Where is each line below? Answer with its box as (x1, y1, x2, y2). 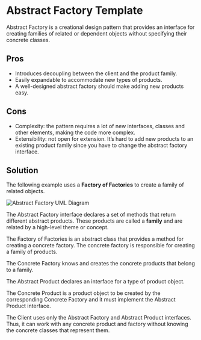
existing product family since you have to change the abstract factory (14, 141, 188, 149)
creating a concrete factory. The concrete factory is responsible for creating (6, 242, 196, 249)
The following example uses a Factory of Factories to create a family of (6, 181, 185, 188)
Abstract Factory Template (6, 4, 143, 17)
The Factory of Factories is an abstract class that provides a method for (6, 235, 184, 243)
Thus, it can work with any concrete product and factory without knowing (6, 320, 188, 328)
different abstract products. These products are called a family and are (6, 217, 183, 224)
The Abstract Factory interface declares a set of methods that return (6, 211, 176, 218)
